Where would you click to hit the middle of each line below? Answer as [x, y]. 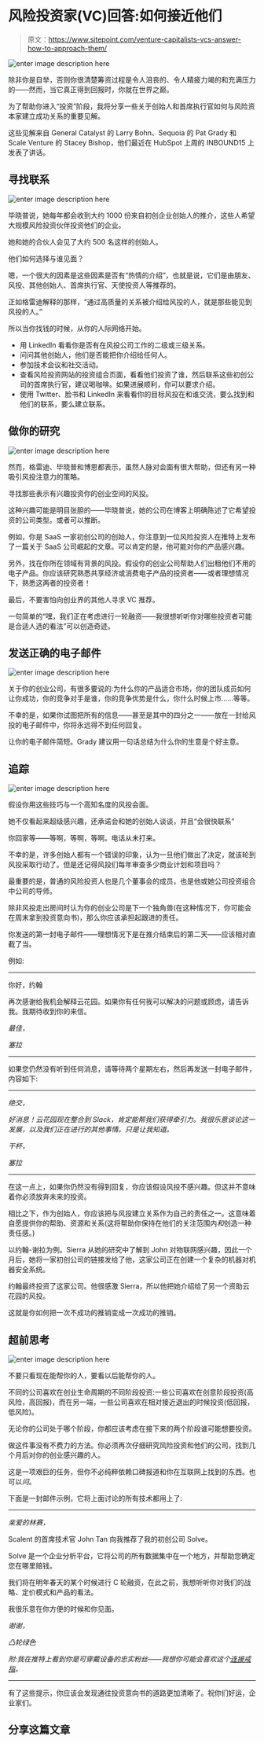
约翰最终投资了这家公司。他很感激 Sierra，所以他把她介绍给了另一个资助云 [129, 1286]
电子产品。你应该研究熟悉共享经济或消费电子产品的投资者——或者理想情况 [128, 573]
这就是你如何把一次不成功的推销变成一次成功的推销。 [94, 1313]
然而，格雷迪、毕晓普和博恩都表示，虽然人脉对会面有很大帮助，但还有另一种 [132, 467]
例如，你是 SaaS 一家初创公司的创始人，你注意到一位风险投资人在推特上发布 [132, 536]
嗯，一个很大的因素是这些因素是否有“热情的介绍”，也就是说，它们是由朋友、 [132, 275]
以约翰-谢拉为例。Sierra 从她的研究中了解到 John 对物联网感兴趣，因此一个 [130, 1250]
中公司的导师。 [32, 891]
